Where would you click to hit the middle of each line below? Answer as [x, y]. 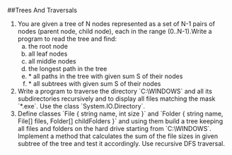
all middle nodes [52, 61]
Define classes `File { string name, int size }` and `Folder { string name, [120, 113]
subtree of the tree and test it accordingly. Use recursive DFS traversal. [121, 143]
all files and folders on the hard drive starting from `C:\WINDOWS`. [114, 129]
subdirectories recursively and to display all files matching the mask [116, 99]
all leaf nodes [48, 54]
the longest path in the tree [68, 69]
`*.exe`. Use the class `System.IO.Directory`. [81, 106]
